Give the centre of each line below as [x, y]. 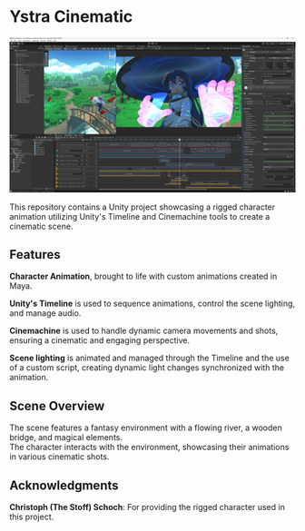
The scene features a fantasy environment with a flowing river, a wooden [146, 428]
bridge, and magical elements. [66, 438]
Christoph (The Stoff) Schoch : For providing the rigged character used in [148, 507]
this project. [32, 517]
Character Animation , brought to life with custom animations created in [143, 276]
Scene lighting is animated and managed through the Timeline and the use [150, 358]
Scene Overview [57, 406]
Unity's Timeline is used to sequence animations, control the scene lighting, [152, 304]
